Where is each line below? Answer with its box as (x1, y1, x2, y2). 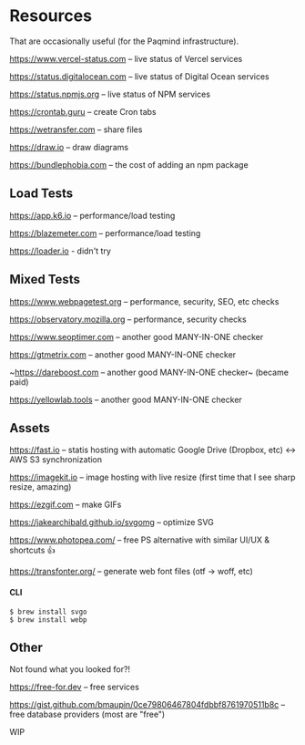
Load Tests (9, 186, 74, 202)
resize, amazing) (9, 481, 72, 492)
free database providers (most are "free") (9, 709, 166, 720)
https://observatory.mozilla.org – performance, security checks (9, 314, 248, 325)
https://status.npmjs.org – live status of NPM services (9, 88, 211, 99)
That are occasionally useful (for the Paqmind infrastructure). (9, 36, 239, 47)
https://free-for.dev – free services (9, 681, 139, 693)
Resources (9, 5, 93, 26)
